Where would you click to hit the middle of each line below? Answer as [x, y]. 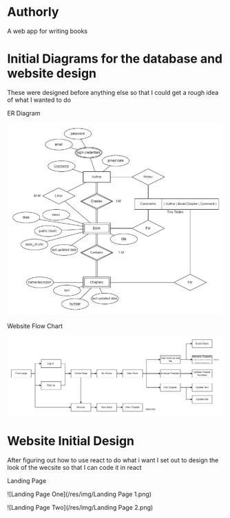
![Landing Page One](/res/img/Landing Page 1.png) [80, 494]
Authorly [33, 12]
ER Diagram [24, 113]
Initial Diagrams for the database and [115, 59]
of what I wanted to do [39, 100]
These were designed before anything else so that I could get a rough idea [113, 92]
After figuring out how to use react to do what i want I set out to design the [113, 460]
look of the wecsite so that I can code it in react [75, 467]
